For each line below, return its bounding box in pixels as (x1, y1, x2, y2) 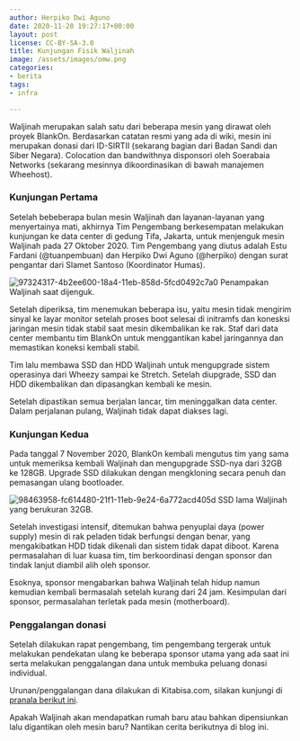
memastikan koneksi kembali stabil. (9, 342, 141, 353)
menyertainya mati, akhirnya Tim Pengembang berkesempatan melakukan (9, 221, 285, 232)
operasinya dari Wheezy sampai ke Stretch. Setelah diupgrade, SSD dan (9, 369, 277, 379)
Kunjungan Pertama (9, 191, 99, 203)
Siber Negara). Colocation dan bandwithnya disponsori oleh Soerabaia (9, 149, 270, 160)
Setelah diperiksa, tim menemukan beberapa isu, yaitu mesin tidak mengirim (9, 303, 292, 315)
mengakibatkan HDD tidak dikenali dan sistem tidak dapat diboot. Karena (9, 540, 279, 551)
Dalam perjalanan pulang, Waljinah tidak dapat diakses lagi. (9, 406, 229, 416)
